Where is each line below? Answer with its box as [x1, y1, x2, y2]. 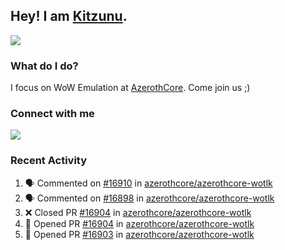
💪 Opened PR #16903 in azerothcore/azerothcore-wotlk [24, 228, 255, 240]
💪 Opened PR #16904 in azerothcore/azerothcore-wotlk [24, 217, 255, 229]
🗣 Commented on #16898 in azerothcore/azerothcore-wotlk [24, 192, 275, 204]
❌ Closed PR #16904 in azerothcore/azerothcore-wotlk [24, 206, 252, 218]
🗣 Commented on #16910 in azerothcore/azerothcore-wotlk [24, 177, 273, 189]
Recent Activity [10, 154, 88, 168]
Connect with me [10, 107, 95, 121]
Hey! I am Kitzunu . [10, 8, 128, 25]
